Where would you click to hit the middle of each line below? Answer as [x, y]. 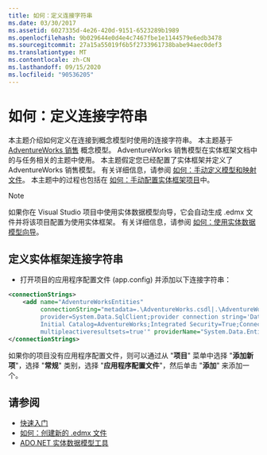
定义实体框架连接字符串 [66, 259]
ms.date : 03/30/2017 [43, 23]
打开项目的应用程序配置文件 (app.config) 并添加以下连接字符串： [126, 280]
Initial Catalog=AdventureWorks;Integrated [113, 324]
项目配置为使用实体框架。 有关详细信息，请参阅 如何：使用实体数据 [145, 222]
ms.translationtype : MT [48, 52]
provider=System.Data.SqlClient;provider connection [129, 317]
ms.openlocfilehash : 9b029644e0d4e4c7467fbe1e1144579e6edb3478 [115, 38]
